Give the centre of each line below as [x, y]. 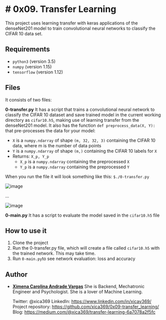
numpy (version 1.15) [32, 66]
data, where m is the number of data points [57, 145]
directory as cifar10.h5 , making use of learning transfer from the [72, 120]
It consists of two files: [28, 100]
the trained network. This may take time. [54, 254]
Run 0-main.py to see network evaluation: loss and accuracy [74, 259]
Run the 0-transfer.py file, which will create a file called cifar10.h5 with [86, 248]
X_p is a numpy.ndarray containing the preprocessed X [75, 161]
